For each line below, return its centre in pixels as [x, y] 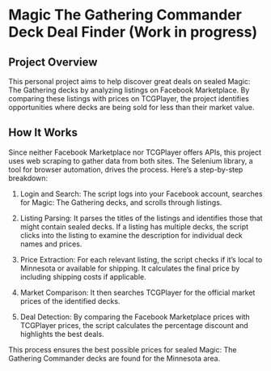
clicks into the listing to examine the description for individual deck [131, 235]
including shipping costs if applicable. [83, 276]
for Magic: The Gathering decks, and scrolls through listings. [121, 202]
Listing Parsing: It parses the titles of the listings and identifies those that [141, 218]
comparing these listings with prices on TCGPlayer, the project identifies [129, 98]
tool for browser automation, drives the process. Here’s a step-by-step [126, 169]
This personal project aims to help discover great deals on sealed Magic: [129, 81]
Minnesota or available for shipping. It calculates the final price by [130, 268]
